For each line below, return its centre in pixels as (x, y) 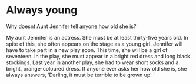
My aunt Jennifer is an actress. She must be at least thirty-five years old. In (97, 37)
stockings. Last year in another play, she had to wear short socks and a (92, 62)
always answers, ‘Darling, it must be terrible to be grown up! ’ (80, 75)
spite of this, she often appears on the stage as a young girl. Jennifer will (94, 44)
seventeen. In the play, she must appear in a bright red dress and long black (98, 56)
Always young (42, 10)
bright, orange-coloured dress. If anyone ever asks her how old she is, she (97, 68)
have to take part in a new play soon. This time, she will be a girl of (87, 50)
